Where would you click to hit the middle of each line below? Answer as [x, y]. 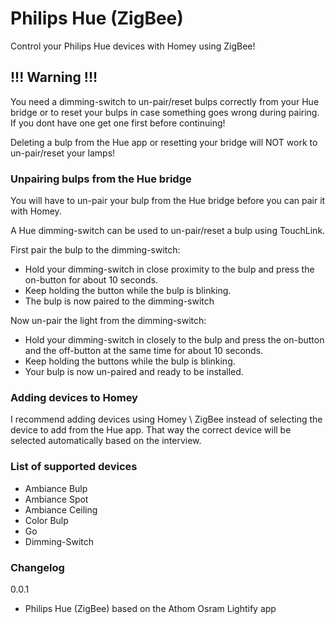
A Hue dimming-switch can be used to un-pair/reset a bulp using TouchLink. [168, 231]
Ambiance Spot [56, 499]
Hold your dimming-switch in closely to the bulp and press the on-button [174, 340]
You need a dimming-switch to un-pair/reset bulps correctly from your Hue [165, 101]
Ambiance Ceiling [61, 509]
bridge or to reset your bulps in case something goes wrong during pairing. [165, 112]
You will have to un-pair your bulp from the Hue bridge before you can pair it [168, 201]
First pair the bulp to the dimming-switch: [95, 250]
